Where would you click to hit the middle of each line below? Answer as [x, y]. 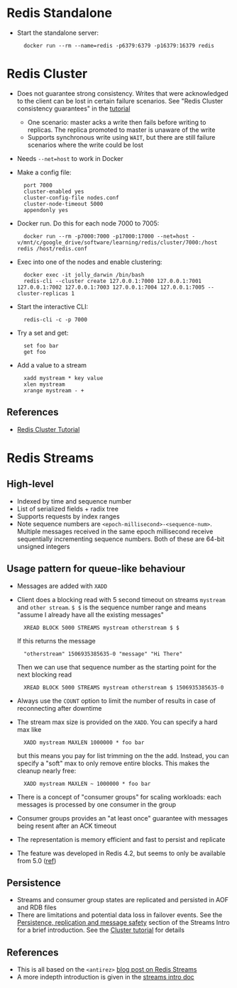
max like [29, 729]
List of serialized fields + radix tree [67, 509]
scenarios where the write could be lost [85, 145]
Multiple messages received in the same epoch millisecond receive [115, 531]
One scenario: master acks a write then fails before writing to [117, 122]
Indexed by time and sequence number [74, 501]
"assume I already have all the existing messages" [90, 614]
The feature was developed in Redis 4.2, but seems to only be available [121, 853]
